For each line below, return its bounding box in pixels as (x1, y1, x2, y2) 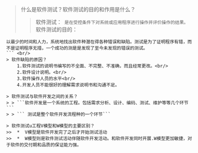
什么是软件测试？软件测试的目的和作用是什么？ (20, 6, 136, 13)
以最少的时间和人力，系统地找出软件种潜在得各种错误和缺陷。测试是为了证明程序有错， (6, 39, 188, 45)
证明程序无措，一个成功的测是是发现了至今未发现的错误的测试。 (14, 45, 148, 51)
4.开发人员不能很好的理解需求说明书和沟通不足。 (17, 82, 120, 88)
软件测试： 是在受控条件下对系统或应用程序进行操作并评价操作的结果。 (35, 18, 188, 26)
